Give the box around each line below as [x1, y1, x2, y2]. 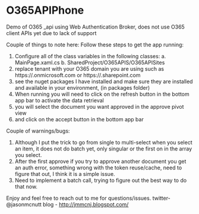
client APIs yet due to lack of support [6, 29, 97, 36]
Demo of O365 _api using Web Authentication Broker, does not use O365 [6, 23, 185, 30]
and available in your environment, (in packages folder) [14, 84, 150, 91]
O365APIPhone [6, 4, 84, 17]
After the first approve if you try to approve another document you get [14, 158, 187, 165]
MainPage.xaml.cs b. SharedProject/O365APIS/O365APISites [14, 59, 165, 66]
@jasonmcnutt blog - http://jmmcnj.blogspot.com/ [6, 200, 129, 208]
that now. [14, 182, 37, 190]
